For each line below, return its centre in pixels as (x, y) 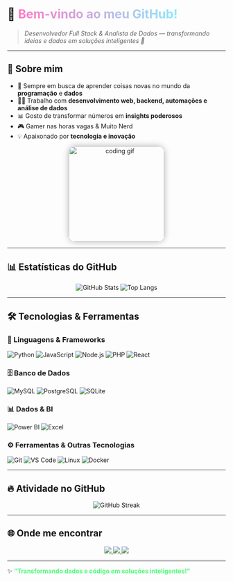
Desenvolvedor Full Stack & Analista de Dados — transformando (117, 33)
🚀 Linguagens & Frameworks (56, 339)
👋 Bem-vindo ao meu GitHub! (93, 14)
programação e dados (50, 93)
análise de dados (42, 108)
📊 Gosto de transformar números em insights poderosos (100, 115)
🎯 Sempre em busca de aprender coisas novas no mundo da (104, 85)
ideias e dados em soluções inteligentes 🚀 (85, 40)
